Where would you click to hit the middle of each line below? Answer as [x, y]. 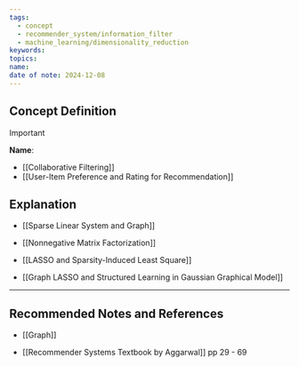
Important [27, 132]
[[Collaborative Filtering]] [68, 167]
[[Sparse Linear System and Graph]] [89, 226]
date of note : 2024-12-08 [57, 76]
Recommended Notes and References [117, 313]
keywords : [28, 51]
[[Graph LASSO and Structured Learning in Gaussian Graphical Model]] [152, 277]
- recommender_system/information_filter [95, 34]
